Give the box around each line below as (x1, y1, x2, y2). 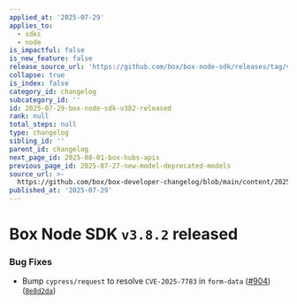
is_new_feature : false (9, 54, 93, 63)
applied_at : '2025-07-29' (9, 12, 104, 22)
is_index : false (9, 79, 69, 88)
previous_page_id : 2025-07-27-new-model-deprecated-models (9, 161, 232, 170)
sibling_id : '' (9, 136, 65, 145)
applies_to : (9, 21, 53, 30)
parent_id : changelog (9, 144, 89, 153)
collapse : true (9, 71, 65, 80)
